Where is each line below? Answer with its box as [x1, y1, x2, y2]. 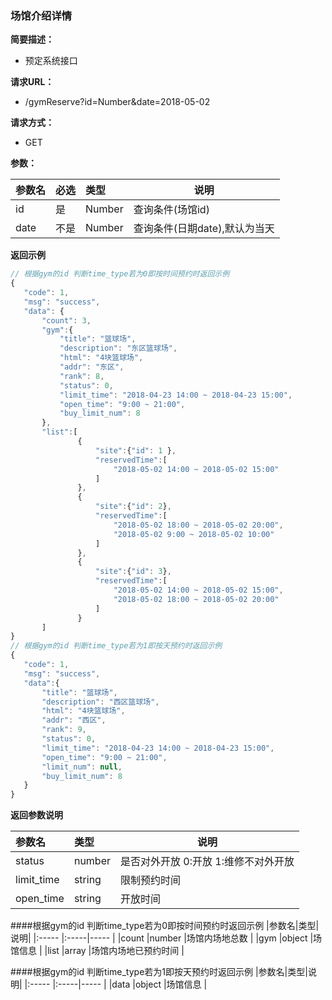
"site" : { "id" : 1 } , [95, 445, 177, 456]
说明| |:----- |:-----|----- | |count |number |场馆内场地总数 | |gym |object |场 [10, 932, 323, 944]
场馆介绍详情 [10, 8, 73, 22]
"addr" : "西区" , [41, 715, 107, 726]
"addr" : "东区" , [59, 362, 125, 372]
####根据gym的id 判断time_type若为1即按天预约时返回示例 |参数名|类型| [10, 966, 308, 978]
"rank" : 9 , [41, 725, 87, 735]
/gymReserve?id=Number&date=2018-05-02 [24, 96, 211, 108]
